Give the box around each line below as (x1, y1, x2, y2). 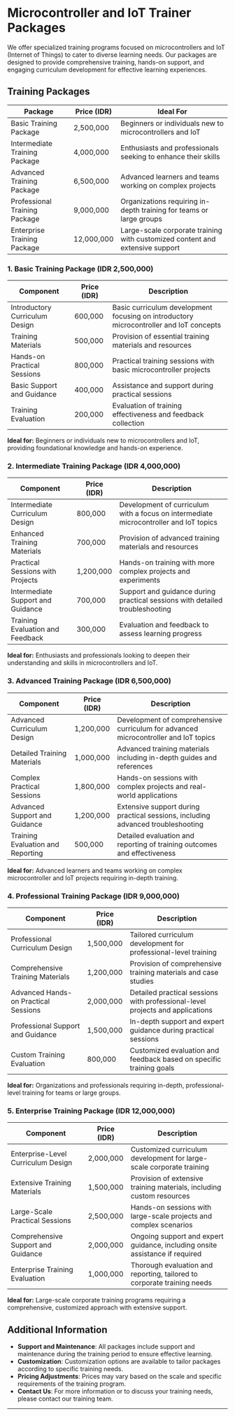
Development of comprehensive (117, 715, 222, 724)
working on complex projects (120, 180, 216, 190)
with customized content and (120, 234, 216, 243)
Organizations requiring (120, 196, 198, 206)
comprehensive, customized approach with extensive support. (7, 1303, 187, 1312)
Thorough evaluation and (130, 1260, 213, 1270)
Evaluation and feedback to (119, 620, 209, 630)
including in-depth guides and (117, 753, 218, 762)
